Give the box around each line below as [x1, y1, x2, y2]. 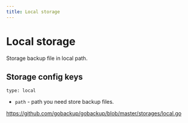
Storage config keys [6, 71, 83, 82]
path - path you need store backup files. [14, 98, 114, 106]
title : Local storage [6, 8, 60, 15]
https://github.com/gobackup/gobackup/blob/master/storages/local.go [6, 110, 181, 117]
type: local [6, 88, 36, 94]
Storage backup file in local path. [6, 55, 88, 62]
